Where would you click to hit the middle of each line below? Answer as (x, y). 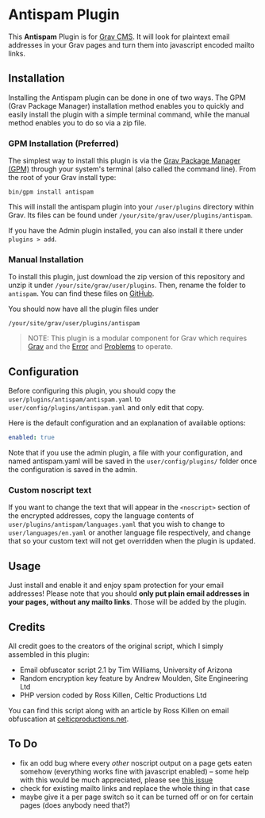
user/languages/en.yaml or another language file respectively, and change (130, 532)
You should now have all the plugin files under (83, 309)
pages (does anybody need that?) (75, 805)
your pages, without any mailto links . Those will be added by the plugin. (128, 602)
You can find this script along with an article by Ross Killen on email (119, 710)
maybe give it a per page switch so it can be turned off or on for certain (136, 797)
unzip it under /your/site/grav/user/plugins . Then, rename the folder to (127, 285)
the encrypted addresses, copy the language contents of (101, 516)
